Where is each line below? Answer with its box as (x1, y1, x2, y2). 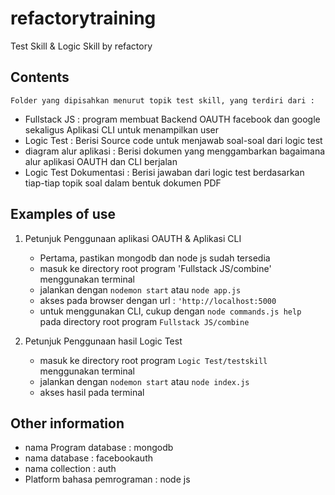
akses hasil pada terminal (39, 386, 145, 398)
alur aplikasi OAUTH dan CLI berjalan (24, 155, 178, 167)
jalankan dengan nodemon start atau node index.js (39, 375, 250, 387)
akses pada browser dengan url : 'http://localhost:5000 (39, 294, 277, 306)
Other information (10, 415, 125, 432)
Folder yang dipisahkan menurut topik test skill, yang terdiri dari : (10, 95, 315, 106)
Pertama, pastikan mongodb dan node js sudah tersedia (39, 252, 271, 264)
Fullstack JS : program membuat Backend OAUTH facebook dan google (24, 113, 321, 125)
